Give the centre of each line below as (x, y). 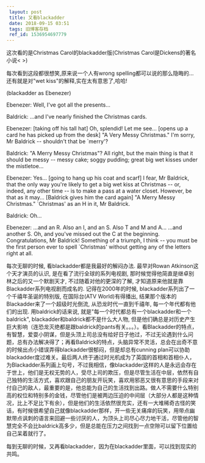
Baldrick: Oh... (24, 216)
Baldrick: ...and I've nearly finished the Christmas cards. (77, 117)
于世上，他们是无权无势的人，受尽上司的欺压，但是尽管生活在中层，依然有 (100, 373)
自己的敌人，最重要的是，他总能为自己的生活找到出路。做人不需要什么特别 (105, 388)
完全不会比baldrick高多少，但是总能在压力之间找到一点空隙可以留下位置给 (105, 426)
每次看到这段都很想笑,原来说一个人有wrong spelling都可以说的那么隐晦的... (100, 73)
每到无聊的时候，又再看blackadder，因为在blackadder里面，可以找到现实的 (101, 447)
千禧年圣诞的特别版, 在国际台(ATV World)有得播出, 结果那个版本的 (94, 297)
